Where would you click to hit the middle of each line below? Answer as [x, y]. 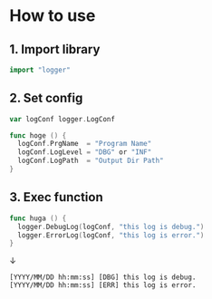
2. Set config [46, 98]
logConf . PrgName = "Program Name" [85, 144]
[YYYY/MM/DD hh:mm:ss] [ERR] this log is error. [103, 285]
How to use [53, 16]
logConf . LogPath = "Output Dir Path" [91, 161]
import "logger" [40, 70]
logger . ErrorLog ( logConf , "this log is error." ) [111, 235]
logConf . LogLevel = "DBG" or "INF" [85, 152]
